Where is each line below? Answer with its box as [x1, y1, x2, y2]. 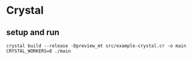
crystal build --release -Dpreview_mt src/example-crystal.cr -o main [6, 43, 187, 49]
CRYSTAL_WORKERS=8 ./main [6, 48, 71, 54]
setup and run [6, 27, 60, 37]
